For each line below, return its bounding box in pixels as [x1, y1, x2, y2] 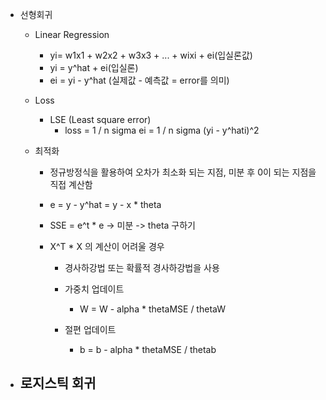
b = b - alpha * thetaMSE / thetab [79, 344, 217, 355]
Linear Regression [34, 29, 110, 40]
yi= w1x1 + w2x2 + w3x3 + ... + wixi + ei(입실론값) [49, 49, 253, 61]
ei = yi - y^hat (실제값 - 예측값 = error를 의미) [49, 74, 230, 86]
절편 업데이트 [64, 324, 117, 335]
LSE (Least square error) [49, 114, 152, 125]
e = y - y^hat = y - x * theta [49, 199, 162, 210]
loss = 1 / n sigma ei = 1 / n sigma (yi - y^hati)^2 [64, 124, 260, 136]
